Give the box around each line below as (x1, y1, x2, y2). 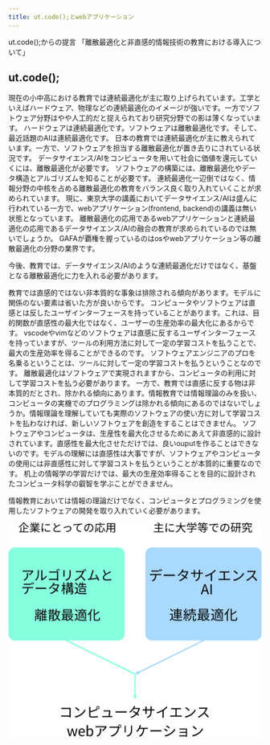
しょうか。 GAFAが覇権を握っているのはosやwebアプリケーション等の (22, 234, 255, 244)
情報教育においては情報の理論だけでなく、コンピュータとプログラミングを (8, 496, 255, 506)
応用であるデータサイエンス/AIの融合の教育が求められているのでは (29, 223, 250, 233)
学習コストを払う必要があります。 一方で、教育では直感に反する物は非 (22, 379, 256, 388)
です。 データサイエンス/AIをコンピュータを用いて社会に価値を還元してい (14, 154, 258, 163)
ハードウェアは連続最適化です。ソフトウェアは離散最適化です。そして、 (23, 123, 261, 133)
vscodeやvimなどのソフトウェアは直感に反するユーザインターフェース (23, 328, 256, 338)
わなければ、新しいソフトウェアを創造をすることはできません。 (29, 419, 241, 428)
